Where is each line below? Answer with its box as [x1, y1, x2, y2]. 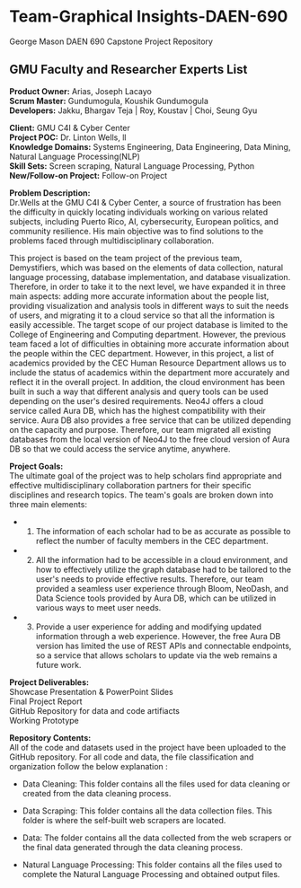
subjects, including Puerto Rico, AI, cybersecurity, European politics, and [9, 215, 279, 226]
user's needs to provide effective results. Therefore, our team [35, 573, 264, 585]
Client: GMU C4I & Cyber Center [9, 122, 130, 133]
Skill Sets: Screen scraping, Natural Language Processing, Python [9, 160, 255, 171]
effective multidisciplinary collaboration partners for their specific [9, 479, 252, 490]
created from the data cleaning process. [22, 787, 172, 798]
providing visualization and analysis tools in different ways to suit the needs [9, 300, 289, 311]
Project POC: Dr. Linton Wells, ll [9, 132, 127, 143]
